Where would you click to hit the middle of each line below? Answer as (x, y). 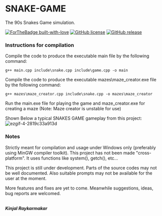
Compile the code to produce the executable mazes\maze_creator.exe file (81, 80)
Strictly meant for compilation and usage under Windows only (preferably (81, 147)
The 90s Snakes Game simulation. (40, 22)
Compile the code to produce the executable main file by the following (77, 56)
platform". (15, 158)
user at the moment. (26, 178)
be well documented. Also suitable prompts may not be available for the (79, 173)
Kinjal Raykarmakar (26, 208)
